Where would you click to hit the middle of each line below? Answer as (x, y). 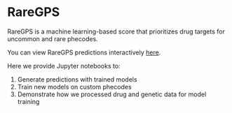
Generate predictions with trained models (77, 79)
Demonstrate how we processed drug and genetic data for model (112, 94)
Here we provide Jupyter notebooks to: (64, 66)
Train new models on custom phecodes (74, 86)
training (28, 101)
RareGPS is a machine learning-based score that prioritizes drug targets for (116, 31)
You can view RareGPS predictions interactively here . (84, 52)
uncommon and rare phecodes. (53, 38)
